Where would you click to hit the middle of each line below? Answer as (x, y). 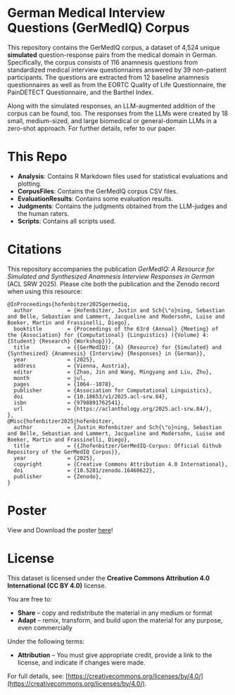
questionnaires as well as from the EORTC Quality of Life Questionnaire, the (117, 84)
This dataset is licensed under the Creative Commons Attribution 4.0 (109, 578)
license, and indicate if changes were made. (81, 662)
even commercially (45, 627)
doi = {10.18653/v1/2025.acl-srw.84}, (91, 396)
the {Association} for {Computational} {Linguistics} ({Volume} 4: (108, 335)
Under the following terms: (46, 641)
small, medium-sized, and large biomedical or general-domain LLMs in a (112, 120)
